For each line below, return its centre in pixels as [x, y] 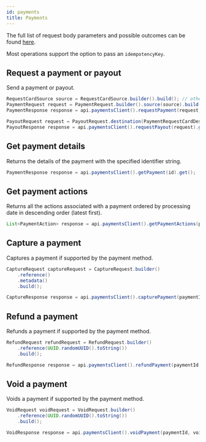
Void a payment [37, 384]
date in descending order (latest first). [54, 213]
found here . [21, 42]
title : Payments [27, 18]
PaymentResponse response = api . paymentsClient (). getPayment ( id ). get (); [101, 173]
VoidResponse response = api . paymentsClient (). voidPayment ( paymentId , [98, 433]
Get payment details [46, 146]
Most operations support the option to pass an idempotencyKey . [86, 53]
